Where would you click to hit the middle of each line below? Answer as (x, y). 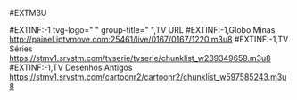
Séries (21, 49)
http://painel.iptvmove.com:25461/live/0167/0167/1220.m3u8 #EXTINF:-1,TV (149, 39)
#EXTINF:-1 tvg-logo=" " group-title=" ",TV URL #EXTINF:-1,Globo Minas (142, 30)
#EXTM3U (28, 13)
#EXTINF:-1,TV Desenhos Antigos (71, 67)
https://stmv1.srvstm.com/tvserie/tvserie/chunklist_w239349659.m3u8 (140, 58)
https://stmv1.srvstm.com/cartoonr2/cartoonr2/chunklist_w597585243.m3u (148, 77)
